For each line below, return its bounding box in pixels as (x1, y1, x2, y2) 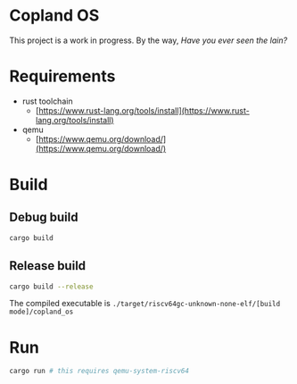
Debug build (9, 210, 78, 225)
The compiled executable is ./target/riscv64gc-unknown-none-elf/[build (9, 298, 281, 309)
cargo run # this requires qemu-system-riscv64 (9, 367, 190, 376)
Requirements (9, 66, 116, 87)
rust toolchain (21, 96, 73, 106)
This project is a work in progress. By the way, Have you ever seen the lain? (9, 35, 288, 46)
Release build (9, 258, 87, 273)
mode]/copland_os (9, 307, 74, 317)
